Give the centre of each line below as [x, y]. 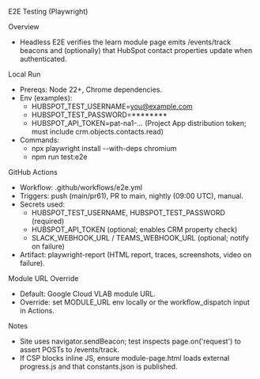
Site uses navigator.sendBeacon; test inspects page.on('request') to [130, 341]
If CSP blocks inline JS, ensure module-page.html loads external [124, 358]
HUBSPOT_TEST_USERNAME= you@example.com [112, 106]
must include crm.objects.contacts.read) [98, 131]
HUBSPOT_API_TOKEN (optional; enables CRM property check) [134, 229]
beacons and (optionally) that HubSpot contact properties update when [136, 50]
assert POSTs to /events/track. [70, 350]
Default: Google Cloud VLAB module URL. [88, 294]
